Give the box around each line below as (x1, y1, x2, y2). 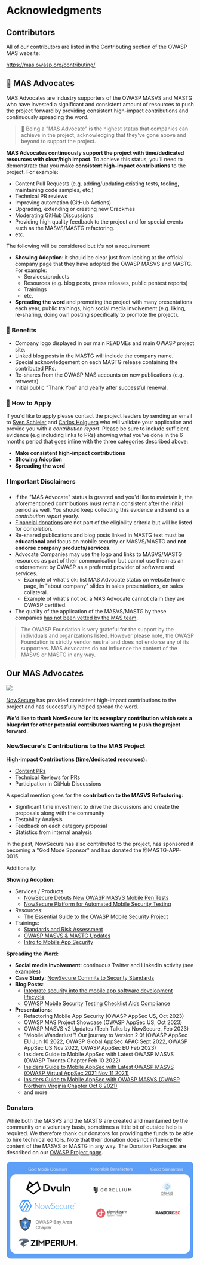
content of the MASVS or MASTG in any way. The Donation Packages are (6, 1142, 186, 1150)
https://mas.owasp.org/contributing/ (6, 61, 96, 68)
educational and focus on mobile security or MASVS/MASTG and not (14, 537, 186, 545)
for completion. (14, 525, 53, 532)
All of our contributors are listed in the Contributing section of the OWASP (6, 43, 187, 50)
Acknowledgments (6, 4, 103, 17)
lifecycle (23, 993, 45, 1000)
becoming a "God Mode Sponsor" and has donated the (6, 847, 142, 854)
